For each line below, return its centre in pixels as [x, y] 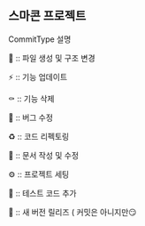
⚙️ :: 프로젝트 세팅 [39, 174]
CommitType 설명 [40, 39]
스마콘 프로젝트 [47, 16]
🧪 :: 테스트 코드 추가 [42, 193]
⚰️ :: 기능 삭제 [31, 98]
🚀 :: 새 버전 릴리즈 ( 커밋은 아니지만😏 [72, 212]
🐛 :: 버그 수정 [31, 117]
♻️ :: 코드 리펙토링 [39, 136]
